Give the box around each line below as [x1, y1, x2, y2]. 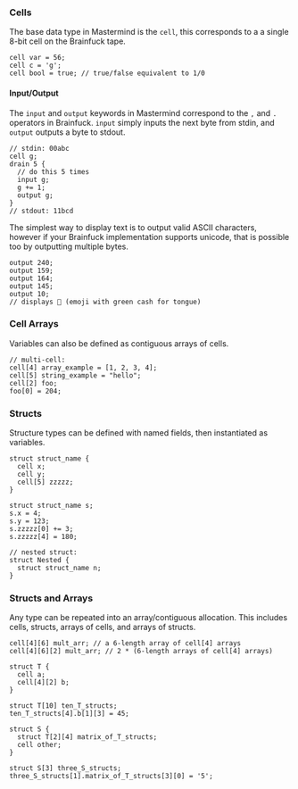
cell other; [17, 741, 62, 750]
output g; [17, 190, 54, 200]
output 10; [9, 289, 50, 298]
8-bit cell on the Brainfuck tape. [9, 36, 127, 46]
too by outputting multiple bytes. [9, 241, 129, 252]
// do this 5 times [17, 167, 90, 176]
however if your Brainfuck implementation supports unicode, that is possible [9, 231, 290, 242]
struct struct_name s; [9, 502, 94, 511]
